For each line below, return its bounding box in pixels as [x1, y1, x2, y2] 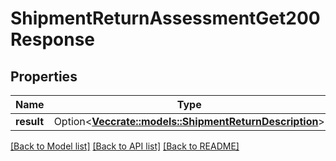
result [15, 115, 45, 128]
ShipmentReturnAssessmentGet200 [10, 7, 321, 30]
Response [10, 28, 96, 51]
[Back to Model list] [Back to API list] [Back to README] [10, 140, 240, 152]
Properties [10, 68, 78, 85]
